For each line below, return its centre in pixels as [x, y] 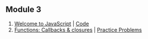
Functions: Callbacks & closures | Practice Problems [78, 30]
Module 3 [23, 10]
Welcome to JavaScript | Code [52, 23]
